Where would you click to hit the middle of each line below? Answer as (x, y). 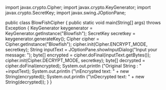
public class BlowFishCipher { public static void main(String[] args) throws (83, 23)
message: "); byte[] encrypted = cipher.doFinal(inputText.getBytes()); (78, 55)
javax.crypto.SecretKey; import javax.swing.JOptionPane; (66, 13)
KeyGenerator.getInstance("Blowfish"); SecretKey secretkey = (71, 33)
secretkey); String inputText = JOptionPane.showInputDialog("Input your (81, 50)
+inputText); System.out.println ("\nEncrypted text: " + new (67, 71)
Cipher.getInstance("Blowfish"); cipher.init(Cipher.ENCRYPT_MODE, (76, 44)
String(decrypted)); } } (29, 82)
